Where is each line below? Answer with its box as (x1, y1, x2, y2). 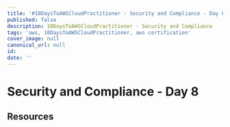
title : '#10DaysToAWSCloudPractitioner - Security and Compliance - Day (7, 10, 219, 17)
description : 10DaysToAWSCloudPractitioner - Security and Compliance (7, 23, 213, 29)
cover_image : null (7, 36, 60, 42)
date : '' (7, 55, 32, 61)
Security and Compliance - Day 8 (7, 83, 199, 99)
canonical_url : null (7, 42, 66, 48)
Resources (7, 111, 54, 123)
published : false (7, 16, 57, 23)
